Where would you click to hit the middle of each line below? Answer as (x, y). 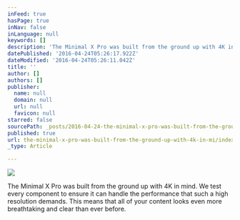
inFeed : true (27, 14)
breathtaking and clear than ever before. (67, 209)
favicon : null (35, 113)
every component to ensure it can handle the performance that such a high (118, 194)
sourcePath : (25, 126)
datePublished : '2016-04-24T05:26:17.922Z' (73, 54)
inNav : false (27, 27)
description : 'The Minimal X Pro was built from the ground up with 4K (116, 47)
